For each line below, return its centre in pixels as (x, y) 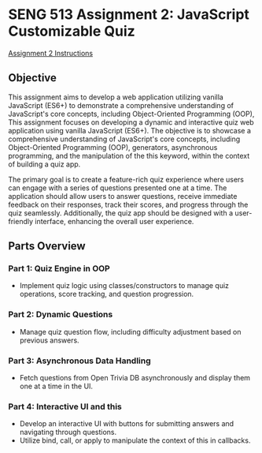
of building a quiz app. (44, 164)
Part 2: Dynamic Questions (61, 315)
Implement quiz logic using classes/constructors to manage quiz (124, 286)
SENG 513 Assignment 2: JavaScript (129, 15)
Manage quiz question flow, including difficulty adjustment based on (130, 331)
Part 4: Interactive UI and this (65, 406)
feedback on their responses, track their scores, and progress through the (128, 204)
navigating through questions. (68, 432)
